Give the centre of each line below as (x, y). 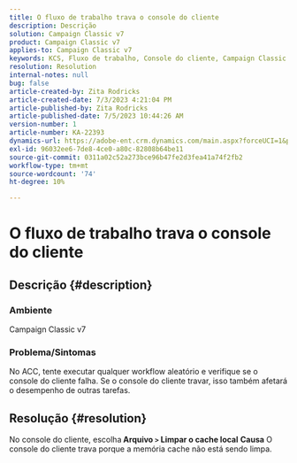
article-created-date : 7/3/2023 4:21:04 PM (91, 100)
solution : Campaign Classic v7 (67, 34)
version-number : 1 (43, 125)
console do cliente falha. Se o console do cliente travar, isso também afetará (148, 381)
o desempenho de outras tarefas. (70, 390)
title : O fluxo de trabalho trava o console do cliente (114, 17)
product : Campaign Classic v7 (65, 42)
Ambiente (31, 310)
